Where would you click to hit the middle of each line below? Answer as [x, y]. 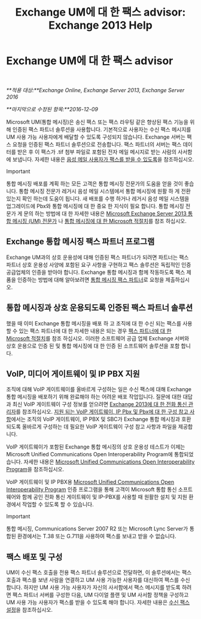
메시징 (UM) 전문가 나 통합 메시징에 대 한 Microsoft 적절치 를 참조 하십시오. [99, 221]
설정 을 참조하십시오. [29, 610]
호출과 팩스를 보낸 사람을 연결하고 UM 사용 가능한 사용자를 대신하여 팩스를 [93, 580]
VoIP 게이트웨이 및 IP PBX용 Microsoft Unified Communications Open [90, 482]
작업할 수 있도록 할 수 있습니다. [58, 504]
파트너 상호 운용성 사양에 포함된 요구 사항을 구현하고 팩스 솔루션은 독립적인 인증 [99, 264]
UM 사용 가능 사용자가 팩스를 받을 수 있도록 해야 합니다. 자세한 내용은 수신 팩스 [98, 602]
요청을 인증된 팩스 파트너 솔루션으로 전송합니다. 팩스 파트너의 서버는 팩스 [97, 144]
